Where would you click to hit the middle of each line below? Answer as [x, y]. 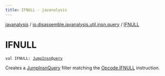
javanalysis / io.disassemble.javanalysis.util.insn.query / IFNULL [72, 24]
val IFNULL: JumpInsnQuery [34, 58]
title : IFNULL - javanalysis [36, 10]
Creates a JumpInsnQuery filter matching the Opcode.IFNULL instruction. [82, 68]
